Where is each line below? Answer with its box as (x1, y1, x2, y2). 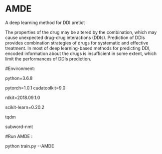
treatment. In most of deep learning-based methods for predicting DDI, (5, 45, 151, 51)
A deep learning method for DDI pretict (5, 19, 85, 25)
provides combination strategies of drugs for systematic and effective (5, 39, 149, 45)
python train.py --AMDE (5, 143, 54, 149)
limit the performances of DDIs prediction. (5, 55, 91, 61)
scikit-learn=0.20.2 (5, 104, 45, 110)
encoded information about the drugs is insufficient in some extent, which (5, 50, 157, 56)
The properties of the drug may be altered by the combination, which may (5, 29, 157, 35)
